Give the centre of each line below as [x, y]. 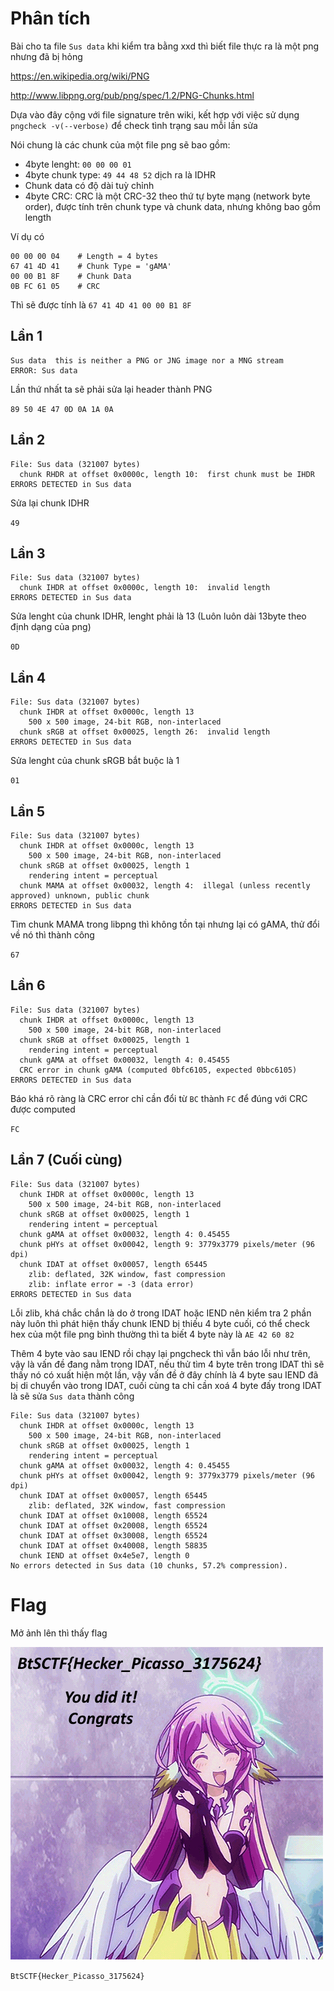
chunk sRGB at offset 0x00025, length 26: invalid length [145, 732]
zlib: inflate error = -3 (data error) [111, 1284]
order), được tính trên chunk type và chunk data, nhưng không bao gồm [172, 206]
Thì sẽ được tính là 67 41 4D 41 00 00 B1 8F [101, 304]
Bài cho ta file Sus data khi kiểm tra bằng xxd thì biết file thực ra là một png [165, 46]
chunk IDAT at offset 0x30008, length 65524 [113, 1535]
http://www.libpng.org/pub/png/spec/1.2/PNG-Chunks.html [132, 95]
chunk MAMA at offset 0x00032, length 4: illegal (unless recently [165, 886]
